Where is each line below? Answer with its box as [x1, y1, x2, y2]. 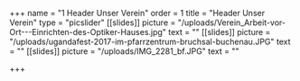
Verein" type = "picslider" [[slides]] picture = [9, 17, 176, 28]
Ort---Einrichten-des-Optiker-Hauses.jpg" [9, 27, 167, 37]
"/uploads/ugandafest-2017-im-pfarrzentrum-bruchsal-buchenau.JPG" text [9, 36, 291, 47]
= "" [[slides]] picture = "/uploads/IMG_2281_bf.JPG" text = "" [9, 46, 239, 57]
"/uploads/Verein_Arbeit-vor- [177, 17, 286, 28]
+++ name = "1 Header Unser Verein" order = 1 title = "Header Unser [9, 8, 265, 18]
